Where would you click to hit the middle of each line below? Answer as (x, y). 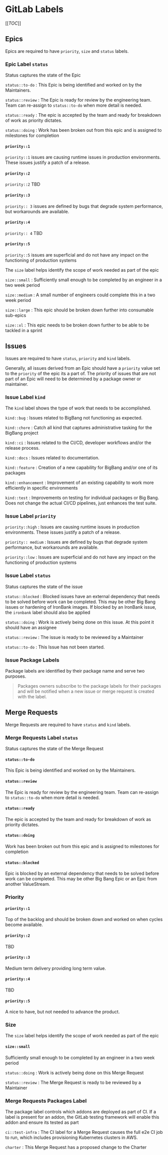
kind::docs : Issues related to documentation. (52, 458)
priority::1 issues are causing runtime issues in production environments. (83, 157)
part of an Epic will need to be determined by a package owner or (73, 379)
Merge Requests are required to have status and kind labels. (68, 724)
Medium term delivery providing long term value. (56, 968)
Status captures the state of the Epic (43, 75)
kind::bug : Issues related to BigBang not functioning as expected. (74, 418)
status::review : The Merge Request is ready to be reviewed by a (73, 1082)
